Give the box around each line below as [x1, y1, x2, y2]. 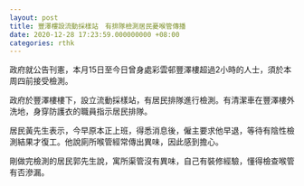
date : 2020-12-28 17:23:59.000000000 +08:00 [9, 30, 180, 39]
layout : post [9, 13, 59, 23]
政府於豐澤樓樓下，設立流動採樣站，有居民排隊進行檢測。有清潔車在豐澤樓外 [9, 95, 295, 106]
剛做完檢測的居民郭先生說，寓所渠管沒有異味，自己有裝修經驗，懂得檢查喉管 [9, 155, 295, 167]
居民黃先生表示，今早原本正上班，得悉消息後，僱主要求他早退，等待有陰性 [9, 126, 287, 136]
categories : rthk [9, 38, 75, 48]
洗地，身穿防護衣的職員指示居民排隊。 [9, 106, 152, 117]
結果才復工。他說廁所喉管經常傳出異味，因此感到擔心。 [16, 136, 223, 147]
